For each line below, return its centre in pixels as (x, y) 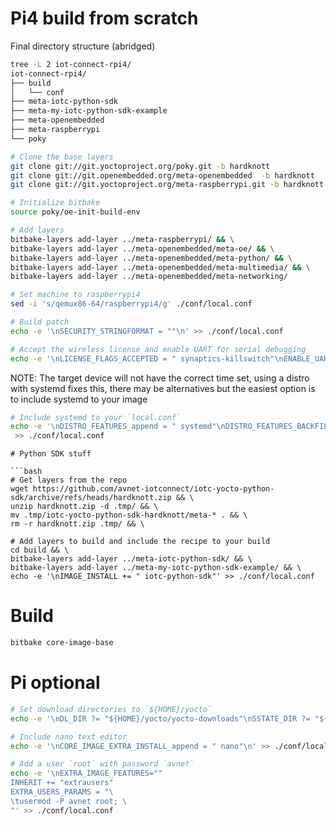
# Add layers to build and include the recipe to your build (140, 542)
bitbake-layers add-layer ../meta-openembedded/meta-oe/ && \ (142, 248)
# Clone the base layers (62, 157)
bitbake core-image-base (62, 643)
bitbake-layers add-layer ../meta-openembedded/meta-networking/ (149, 277)
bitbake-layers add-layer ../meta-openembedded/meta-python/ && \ (151, 258)
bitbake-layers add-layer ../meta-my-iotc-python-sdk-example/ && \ (156, 568)
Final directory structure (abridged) (83, 46)
